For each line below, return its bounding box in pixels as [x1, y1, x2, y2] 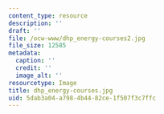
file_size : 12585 [8, 42, 67, 50]
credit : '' [15, 64, 52, 72]
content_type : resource [8, 11, 88, 20]
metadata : [8, 49, 42, 57]
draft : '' [8, 26, 42, 35]
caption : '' [15, 57, 56, 65]
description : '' [8, 19, 63, 27]
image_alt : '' [15, 71, 63, 79]
